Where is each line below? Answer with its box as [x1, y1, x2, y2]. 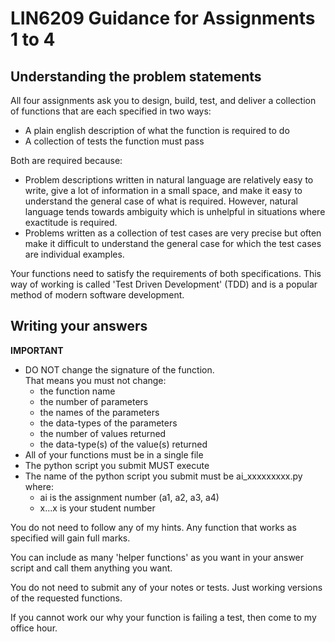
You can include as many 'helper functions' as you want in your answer [10, 551, 305, 563]
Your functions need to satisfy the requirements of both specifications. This [10, 268, 322, 279]
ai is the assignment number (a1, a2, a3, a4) [39, 491, 220, 503]
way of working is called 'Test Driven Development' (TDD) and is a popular [10, 278, 318, 290]
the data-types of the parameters [39, 417, 178, 429]
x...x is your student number [39, 502, 156, 514]
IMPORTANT [10, 344, 64, 356]
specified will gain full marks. [10, 532, 131, 544]
